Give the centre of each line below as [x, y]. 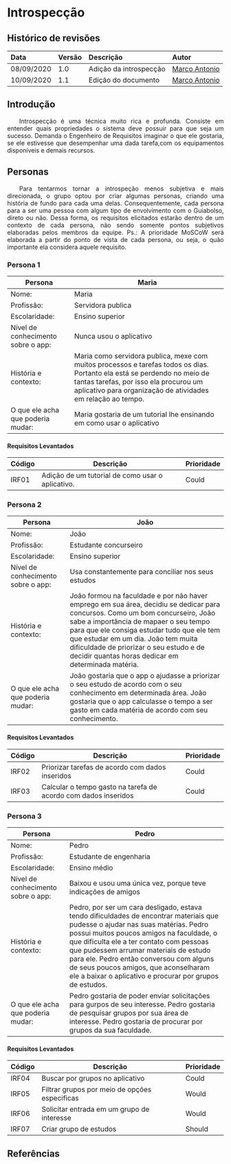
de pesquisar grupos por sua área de [129, 1013]
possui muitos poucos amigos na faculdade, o [143, 933]
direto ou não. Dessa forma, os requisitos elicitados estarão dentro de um [115, 217]
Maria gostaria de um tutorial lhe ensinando [144, 414]
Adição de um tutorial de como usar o [102, 476]
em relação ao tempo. [109, 399]
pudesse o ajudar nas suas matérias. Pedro [139, 924]
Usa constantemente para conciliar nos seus [142, 572]
